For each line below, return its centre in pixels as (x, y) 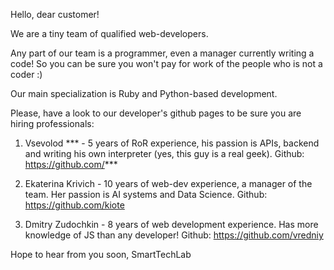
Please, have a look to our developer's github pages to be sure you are (156, 113)
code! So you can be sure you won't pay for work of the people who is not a (166, 63)
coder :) (26, 74)
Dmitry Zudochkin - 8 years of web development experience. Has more (171, 224)
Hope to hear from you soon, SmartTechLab (101, 254)
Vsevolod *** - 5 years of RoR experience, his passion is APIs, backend (172, 143)
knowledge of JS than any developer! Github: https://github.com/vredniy (174, 235)
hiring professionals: (52, 123)
